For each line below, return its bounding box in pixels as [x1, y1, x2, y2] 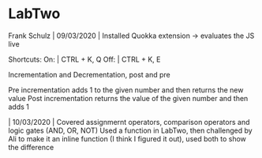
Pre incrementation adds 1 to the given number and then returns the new [8, 85, 244, 95]
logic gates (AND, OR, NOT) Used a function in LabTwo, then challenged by [8, 126, 253, 135]
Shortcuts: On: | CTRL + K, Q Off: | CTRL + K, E [8, 55, 161, 64]
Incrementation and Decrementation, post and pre [8, 70, 171, 79]
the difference [8, 142, 54, 152]
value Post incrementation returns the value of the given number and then [8, 93, 249, 103]
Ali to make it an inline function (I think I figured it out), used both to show [8, 134, 247, 143]
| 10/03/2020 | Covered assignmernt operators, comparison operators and [8, 117, 250, 126]
